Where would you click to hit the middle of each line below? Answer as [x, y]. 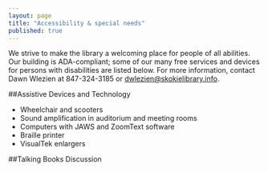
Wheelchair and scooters [61, 110]
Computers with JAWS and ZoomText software [97, 127]
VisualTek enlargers [53, 144]
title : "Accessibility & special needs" [77, 23]
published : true [35, 30]
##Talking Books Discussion [55, 159]
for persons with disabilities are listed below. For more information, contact [132, 70]
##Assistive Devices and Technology [69, 94]
